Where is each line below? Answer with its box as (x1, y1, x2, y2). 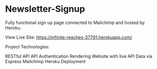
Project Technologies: (5, 44, 50, 49)
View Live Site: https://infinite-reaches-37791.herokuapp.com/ (5, 34, 132, 40)
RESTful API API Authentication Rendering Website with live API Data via (5, 53, 153, 59)
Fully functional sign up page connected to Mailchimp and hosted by (5, 20, 145, 25)
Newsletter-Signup (5, 3, 85, 15)
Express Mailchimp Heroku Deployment (5, 58, 86, 64)
